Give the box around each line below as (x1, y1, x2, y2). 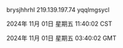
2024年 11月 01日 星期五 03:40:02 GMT (6, 34, 117, 42)
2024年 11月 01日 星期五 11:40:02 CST (6, 20, 113, 28)
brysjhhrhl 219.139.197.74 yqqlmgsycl (6, 6, 110, 14)
